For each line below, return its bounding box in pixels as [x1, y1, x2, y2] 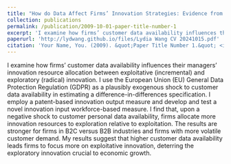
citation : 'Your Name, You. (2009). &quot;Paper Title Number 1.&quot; [7, 42, 217, 49]
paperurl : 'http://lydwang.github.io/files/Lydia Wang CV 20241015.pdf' [7, 36, 220, 43]
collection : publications [7, 17, 81, 23]
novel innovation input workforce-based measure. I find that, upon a [7, 105, 200, 113]
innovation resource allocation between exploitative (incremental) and [7, 68, 205, 76]
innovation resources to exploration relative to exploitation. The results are [7, 120, 218, 127]
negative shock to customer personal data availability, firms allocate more [7, 112, 217, 121]
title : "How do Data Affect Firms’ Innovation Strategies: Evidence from [7, 10, 223, 17]
